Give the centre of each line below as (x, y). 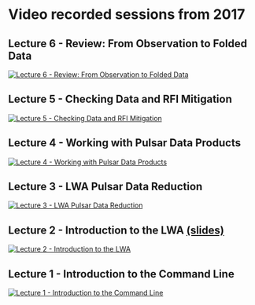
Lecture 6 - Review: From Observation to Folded (128, 44)
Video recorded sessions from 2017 (127, 15)
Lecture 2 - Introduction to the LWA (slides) (116, 230)
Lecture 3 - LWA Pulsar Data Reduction (105, 187)
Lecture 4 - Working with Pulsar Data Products (125, 143)
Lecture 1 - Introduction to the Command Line (121, 274)
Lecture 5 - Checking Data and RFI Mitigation (120, 99)
